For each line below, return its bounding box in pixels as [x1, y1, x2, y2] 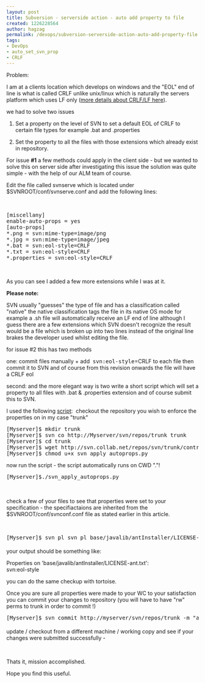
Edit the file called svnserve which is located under [6, 181, 135, 188]
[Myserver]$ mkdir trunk [6, 426, 81, 432]
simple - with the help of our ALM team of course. [6, 169, 132, 177]
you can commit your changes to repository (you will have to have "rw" [6, 596, 185, 603]
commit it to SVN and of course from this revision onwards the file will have [6, 364, 196, 371]
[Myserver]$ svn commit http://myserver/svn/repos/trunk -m [6, 614, 190, 621]
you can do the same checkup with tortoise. [6, 577, 117, 585]
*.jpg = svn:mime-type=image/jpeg [6, 236, 110, 243]
